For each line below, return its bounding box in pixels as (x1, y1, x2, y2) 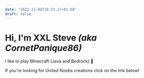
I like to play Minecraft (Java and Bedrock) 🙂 (5, 58, 94, 64)
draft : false (5, 12, 32, 16)
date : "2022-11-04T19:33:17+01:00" (5, 7, 77, 12)
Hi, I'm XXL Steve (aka (5, 32, 97, 43)
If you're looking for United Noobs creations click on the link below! (5, 68, 140, 74)
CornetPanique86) (5, 42, 82, 53)
